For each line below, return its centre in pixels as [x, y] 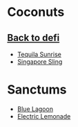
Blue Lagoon [35, 109]
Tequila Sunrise [39, 54]
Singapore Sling [40, 62]
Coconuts [36, 12]
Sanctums [37, 90]
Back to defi [33, 38]
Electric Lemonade [44, 116]
